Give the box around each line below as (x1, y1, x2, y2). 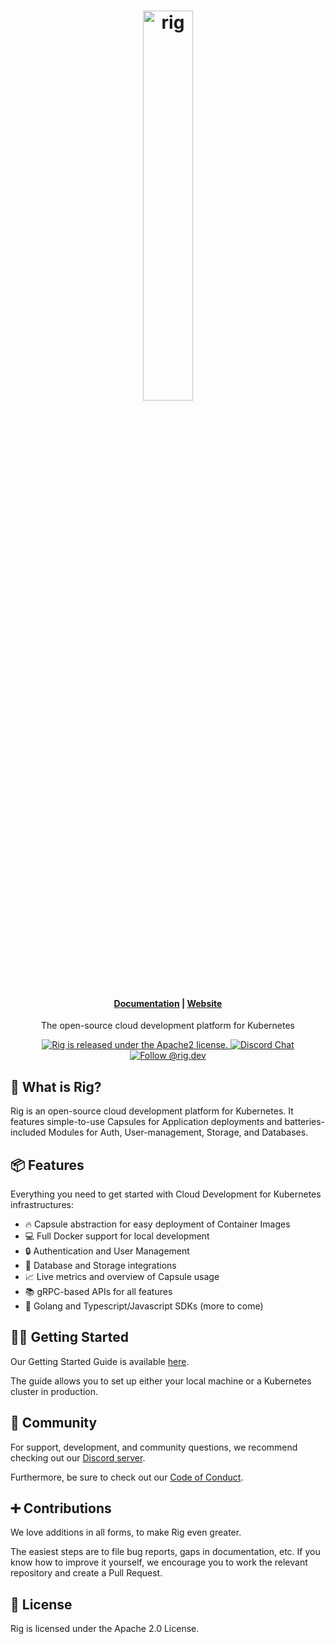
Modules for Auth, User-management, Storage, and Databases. (48, 1126, 309, 1139)
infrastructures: (10, 1199, 74, 1211)
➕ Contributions (10, 1500, 112, 1517)
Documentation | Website (113, 997, 223, 1009)
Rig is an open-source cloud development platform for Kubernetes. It (10, 1105, 294, 1117)
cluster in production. (10, 1385, 98, 1397)
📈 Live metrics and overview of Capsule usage (24, 1271, 220, 1283)
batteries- (284, 1116, 326, 1128)
